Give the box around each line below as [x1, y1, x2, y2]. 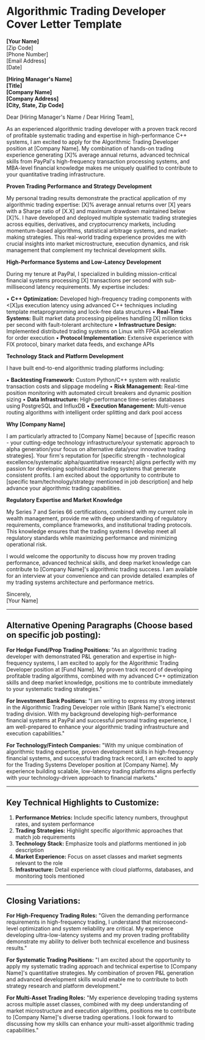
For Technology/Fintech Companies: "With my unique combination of [6, 741, 184, 749]
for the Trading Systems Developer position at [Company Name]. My [6, 761, 179, 768]
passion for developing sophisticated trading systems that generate [6, 465, 176, 472]
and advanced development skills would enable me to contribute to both [6, 976, 188, 983]
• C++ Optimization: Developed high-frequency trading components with [6, 295, 192, 302]
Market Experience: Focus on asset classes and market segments [15, 853, 183, 860]
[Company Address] [6, 95, 59, 102]
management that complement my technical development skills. [6, 246, 167, 253]
